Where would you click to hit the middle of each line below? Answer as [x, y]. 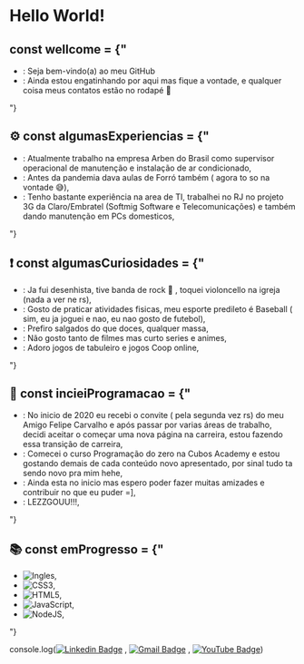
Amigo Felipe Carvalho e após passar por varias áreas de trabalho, [147, 425]
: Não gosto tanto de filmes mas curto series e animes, [124, 337]
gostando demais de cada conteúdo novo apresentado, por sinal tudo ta [157, 464]
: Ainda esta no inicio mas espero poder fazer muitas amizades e [143, 483]
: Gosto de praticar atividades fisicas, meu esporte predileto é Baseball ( [157, 308]
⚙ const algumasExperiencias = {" [110, 137]
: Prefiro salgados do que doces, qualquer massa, [115, 328]
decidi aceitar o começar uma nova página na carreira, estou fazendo [152, 435]
